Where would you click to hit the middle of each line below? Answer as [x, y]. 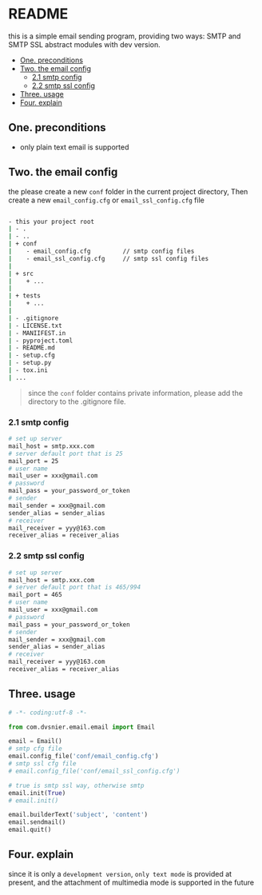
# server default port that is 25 [66, 453]
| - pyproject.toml [41, 341]
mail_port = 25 [34, 461]
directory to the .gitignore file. [77, 402]
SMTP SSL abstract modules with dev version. [85, 44]
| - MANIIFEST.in [37, 333]
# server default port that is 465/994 [75, 587]
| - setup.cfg [32, 356]
